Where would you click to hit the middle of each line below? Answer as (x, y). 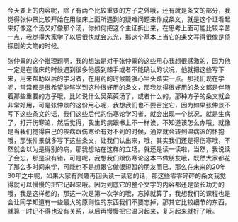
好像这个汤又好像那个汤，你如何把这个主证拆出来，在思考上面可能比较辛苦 (122, 28)
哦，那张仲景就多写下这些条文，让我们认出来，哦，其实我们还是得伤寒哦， (116, 140)
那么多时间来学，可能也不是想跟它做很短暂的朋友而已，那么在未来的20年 (120, 167)
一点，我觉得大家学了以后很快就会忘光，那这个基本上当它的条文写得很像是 (116, 37)
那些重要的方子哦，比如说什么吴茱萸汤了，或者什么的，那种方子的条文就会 (122, 96)
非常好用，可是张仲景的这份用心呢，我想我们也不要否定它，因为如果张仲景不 (119, 105)
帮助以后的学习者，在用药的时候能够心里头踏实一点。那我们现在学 (128, 78)
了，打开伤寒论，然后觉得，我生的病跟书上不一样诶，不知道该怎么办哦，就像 (119, 123)
